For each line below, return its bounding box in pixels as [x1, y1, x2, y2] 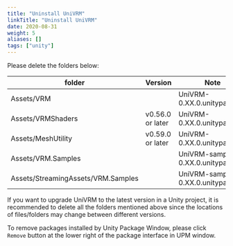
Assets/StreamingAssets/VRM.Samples [10, 174, 139, 183]
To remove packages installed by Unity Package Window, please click [7, 224, 207, 232]
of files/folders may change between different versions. [7, 211, 166, 218]
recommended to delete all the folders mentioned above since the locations [7, 203, 223, 211]
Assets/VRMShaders [10, 114, 78, 123]
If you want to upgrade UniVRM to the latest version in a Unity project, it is [7, 195, 219, 204]
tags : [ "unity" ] [7, 42, 54, 49]
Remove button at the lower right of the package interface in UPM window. [7, 231, 216, 239]
